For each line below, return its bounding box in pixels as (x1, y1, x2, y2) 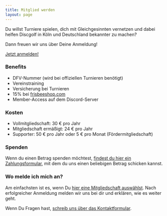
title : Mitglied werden (5, 7, 55, 13)
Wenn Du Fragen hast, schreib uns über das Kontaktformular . (5, 205, 132, 211)
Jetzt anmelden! (5, 51, 39, 57)
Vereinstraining (12, 80, 44, 86)
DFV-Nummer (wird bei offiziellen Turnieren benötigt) (12, 75, 123, 81)
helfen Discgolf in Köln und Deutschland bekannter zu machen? (5, 31, 137, 37)
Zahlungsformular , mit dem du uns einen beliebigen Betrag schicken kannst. (5, 160, 163, 167)
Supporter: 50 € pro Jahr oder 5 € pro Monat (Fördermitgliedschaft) (12, 131, 153, 137)
